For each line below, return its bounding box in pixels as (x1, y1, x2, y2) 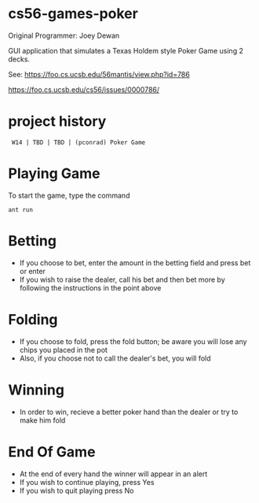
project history (8, 113, 107, 131)
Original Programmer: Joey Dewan (8, 31, 120, 40)
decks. (8, 54, 30, 64)
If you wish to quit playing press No (19, 486, 134, 495)
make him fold (19, 415, 66, 425)
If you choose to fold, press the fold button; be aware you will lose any (19, 336, 247, 346)
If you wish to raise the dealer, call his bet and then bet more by (19, 275, 225, 284)
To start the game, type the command (8, 190, 130, 200)
